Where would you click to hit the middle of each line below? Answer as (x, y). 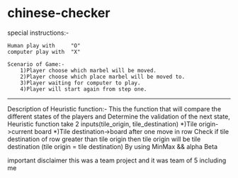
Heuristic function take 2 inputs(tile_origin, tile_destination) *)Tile (102, 124)
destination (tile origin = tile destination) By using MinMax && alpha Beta (113, 146)
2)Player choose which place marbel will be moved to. (103, 77)
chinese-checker (59, 13)
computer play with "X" (44, 52)
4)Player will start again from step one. (84, 89)
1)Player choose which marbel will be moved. (89, 70)
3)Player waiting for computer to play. (80, 83)
